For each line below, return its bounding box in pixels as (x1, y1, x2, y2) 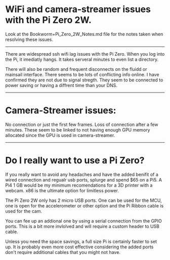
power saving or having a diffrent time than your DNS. (5, 82, 117, 88)
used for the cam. (5, 208, 42, 214)
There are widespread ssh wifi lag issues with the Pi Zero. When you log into (5, 51, 165, 57)
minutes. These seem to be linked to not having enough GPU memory (5, 126, 150, 133)
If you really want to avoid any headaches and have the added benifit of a (5, 171, 158, 178)
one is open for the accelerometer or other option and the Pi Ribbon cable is (5, 202, 164, 208)
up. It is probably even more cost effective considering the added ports (5, 244, 154, 250)
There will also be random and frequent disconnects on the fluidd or (5, 66, 147, 72)
